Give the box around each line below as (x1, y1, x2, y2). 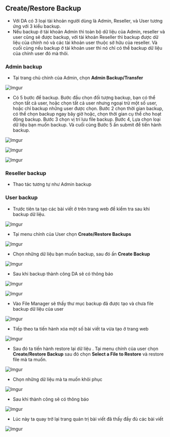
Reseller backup (5, 170, 46, 177)
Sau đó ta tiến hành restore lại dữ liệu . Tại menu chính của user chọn (12, 345, 158, 352)
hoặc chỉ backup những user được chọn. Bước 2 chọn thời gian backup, (12, 105, 163, 112)
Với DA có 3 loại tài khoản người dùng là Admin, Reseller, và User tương (12, 17, 163, 24)
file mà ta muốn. (12, 356, 47, 362)
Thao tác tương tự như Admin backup (12, 181, 92, 187)
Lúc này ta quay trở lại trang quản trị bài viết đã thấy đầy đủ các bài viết (12, 416, 163, 422)
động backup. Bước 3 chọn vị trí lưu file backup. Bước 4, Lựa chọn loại (12, 116, 161, 122)
